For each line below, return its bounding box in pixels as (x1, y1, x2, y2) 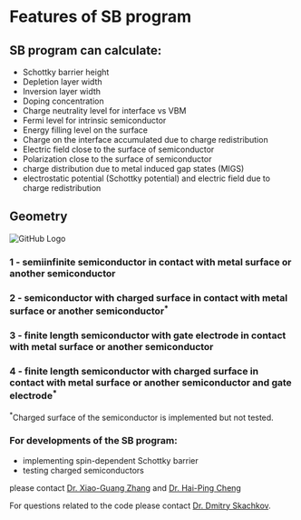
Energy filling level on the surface (22, 125, 148, 135)
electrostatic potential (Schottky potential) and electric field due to (22, 173, 270, 184)
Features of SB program (9, 6, 192, 27)
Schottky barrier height (22, 66, 110, 77)
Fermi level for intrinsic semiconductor (22, 115, 167, 125)
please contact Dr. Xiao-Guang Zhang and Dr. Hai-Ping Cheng (9, 482, 242, 493)
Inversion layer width (22, 86, 102, 96)
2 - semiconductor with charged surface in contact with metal (9, 291, 288, 304)
